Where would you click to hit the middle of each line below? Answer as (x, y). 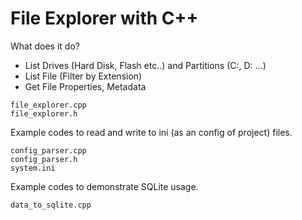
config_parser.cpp (48, 150)
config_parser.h (44, 159)
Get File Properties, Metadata (85, 86)
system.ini (33, 168)
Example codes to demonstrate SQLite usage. (104, 186)
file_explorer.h (44, 113)
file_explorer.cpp (48, 105)
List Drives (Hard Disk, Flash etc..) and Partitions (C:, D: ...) (145, 65)
